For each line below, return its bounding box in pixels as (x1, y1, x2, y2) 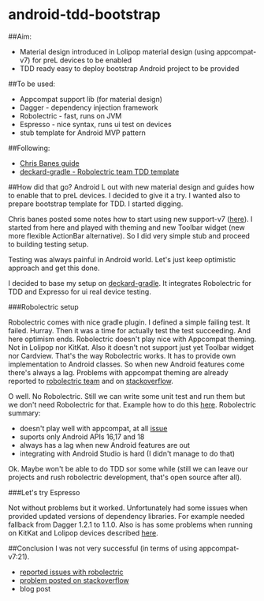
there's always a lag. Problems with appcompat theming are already (8, 367, 229, 377)
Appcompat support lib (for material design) (19, 94, 163, 103)
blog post (19, 584, 51, 593)
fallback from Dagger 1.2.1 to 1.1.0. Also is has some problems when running (8, 520, 254, 529)
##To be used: (8, 79, 56, 88)
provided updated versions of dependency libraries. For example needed (8, 511, 245, 520)
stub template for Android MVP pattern (19, 128, 146, 137)
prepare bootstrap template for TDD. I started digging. (8, 199, 184, 208)
